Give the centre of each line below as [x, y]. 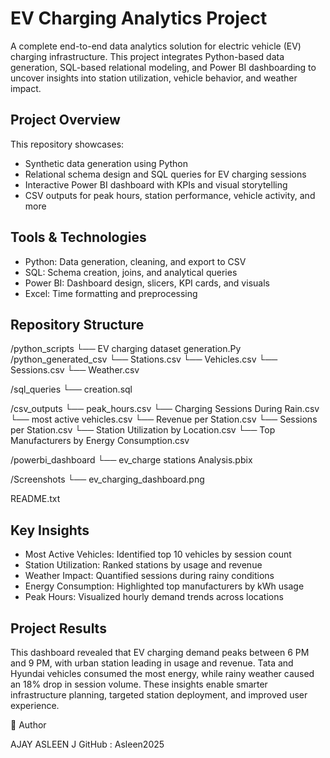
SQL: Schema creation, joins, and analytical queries [131, 272]
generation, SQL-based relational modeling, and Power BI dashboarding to [163, 67]
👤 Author [28, 725]
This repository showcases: [67, 144]
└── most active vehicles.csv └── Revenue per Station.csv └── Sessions [164, 419]
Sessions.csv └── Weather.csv [75, 370]
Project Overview [65, 120]
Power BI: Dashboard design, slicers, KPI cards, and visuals [147, 283]
